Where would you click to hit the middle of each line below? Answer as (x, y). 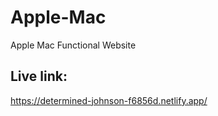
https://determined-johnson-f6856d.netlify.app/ (109, 100)
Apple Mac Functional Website (73, 45)
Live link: (39, 76)
